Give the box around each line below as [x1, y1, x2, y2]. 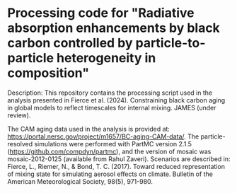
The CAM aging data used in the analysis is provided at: [7, 124, 170, 133]
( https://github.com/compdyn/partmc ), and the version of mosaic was [7, 147, 212, 156]
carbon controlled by [7, 35, 133, 51]
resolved [7, 139, 33, 148]
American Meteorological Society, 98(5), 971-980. [7, 177, 154, 185]
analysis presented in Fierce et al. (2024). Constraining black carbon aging [7, 95, 226, 104]
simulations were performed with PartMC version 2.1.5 [34, 139, 192, 148]
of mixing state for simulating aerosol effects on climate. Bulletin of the [7, 170, 214, 178]
